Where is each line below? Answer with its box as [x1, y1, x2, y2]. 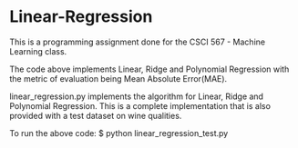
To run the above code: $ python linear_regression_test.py [9, 127, 229, 138]
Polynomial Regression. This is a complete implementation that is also [9, 100, 272, 111]
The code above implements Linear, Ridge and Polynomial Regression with [9, 64, 290, 74]
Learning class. [9, 45, 67, 56]
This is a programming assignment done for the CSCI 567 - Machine [9, 36, 266, 47]
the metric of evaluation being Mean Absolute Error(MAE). [9, 73, 228, 84]
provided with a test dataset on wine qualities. [9, 110, 182, 121]
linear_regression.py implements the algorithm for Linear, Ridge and [9, 91, 264, 102]
